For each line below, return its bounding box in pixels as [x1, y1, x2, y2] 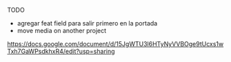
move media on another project [17, 27, 107, 34]
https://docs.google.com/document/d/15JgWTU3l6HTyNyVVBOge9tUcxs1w [7, 40, 224, 48]
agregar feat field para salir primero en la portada [17, 19, 158, 27]
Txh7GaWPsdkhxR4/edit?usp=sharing [7, 48, 115, 55]
